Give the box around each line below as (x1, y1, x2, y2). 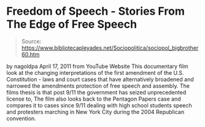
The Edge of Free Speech (6, 17, 137, 31)
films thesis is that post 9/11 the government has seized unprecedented (6, 88, 187, 96)
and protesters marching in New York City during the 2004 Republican (6, 108, 185, 115)
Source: (21, 37, 42, 45)
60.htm (21, 50, 40, 58)
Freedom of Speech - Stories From (6, 4, 185, 18)
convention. (6, 115, 37, 122)
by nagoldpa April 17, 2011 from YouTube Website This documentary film (6, 63, 188, 70)
